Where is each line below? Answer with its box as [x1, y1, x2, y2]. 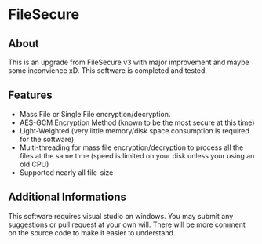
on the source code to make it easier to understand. [8, 228, 176, 237]
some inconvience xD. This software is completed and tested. [8, 66, 208, 75]
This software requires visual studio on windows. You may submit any [8, 211, 234, 220]
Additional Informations [8, 191, 127, 204]
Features [8, 89, 53, 102]
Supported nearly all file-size [19, 167, 114, 177]
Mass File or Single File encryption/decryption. [19, 109, 171, 118]
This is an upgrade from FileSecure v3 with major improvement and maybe [8, 57, 249, 67]
